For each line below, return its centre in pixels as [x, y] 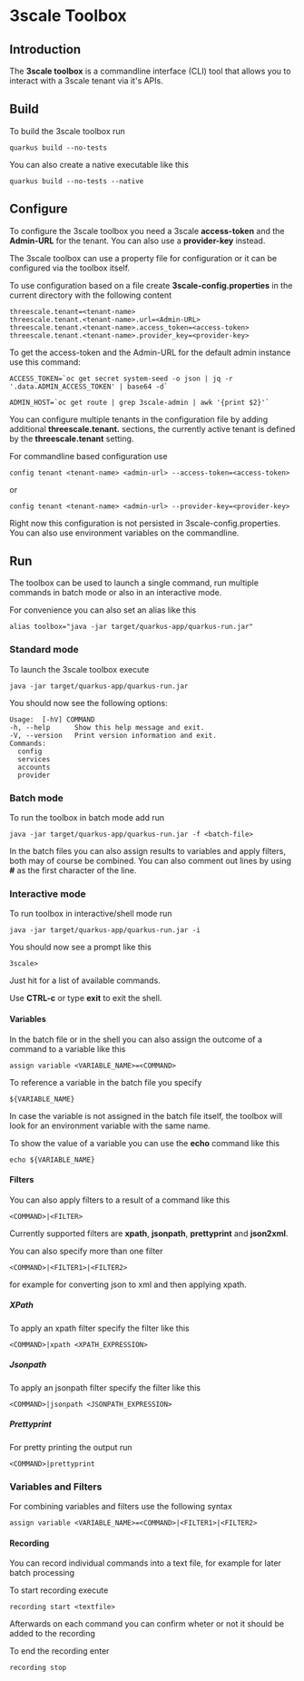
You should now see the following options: [88, 703]
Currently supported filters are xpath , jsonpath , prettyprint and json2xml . [149, 1233]
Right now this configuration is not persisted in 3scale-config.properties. [145, 523]
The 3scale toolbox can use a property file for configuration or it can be [143, 258]
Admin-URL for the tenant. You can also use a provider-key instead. [137, 241]
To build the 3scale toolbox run [67, 131]
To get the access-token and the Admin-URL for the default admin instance [150, 352]
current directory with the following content [91, 295]
